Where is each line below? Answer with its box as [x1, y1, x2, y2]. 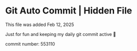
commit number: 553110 [5, 40, 56, 47]
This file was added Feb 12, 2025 [5, 21, 74, 27]
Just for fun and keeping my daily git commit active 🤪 [5, 31, 116, 37]
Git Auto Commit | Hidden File [5, 5, 132, 16]
